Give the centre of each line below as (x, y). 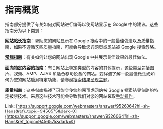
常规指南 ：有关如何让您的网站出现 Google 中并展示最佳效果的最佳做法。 (77, 57)
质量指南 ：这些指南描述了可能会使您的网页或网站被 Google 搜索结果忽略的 (80, 90)
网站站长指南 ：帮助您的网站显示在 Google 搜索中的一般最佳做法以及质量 (77, 41)
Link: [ (11, 106)
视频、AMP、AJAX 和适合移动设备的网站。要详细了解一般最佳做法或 (82, 74)
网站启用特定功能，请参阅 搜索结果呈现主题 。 (67, 80)
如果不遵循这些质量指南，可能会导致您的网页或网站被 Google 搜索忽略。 (86, 47)
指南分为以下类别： (24, 30)
